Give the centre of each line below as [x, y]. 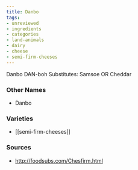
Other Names [26, 90]
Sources [19, 148]
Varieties [20, 119]
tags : [13, 18]
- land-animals [25, 40]
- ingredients [24, 29]
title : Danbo [23, 12]
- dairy [16, 46]
